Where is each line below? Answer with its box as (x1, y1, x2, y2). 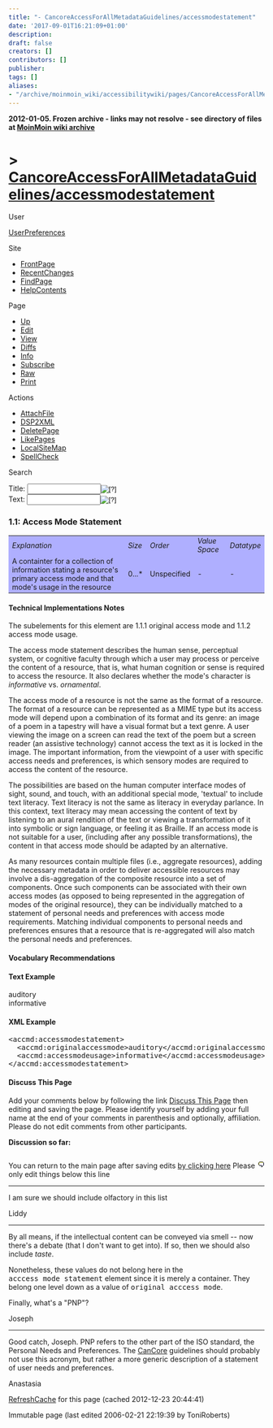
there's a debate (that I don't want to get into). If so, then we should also (8, 1240, 250, 1251)
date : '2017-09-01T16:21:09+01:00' (8, 21, 129, 30)
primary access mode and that (11, 573, 115, 583)
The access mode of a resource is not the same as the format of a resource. (8, 696, 263, 705)
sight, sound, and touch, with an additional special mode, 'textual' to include (8, 789, 263, 799)
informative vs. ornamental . (8, 679, 102, 690)
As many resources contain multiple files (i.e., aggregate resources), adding (8, 857, 262, 866)
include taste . (8, 1249, 54, 1259)
